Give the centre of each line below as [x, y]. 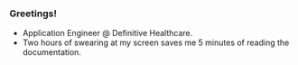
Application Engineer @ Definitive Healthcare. [107, 33]
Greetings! [33, 14]
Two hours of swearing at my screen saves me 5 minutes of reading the [156, 42]
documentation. [51, 52]
